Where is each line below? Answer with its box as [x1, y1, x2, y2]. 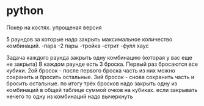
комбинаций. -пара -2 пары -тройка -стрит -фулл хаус [6, 42, 149, 49]
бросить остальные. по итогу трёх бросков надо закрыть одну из [6, 80, 178, 87]
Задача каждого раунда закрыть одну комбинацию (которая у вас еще [6, 54, 192, 61]
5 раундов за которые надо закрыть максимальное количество [6, 35, 173, 43]
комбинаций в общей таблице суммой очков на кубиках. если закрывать [6, 86, 198, 93]
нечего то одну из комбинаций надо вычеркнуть [6, 93, 133, 100]
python [6, 4, 44, 18]
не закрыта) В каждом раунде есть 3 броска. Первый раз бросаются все [6, 60, 199, 68]
